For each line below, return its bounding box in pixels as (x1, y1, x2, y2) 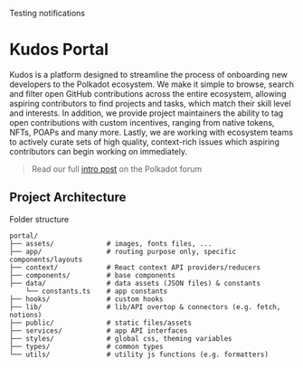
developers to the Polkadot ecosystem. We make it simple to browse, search (9, 79, 294, 90)
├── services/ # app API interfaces (9, 326, 188, 335)
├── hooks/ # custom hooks (9, 294, 165, 304)
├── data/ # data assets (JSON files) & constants (9, 278, 260, 288)
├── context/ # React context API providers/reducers (9, 262, 260, 272)
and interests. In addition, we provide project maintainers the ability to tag (9, 108, 284, 118)
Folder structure (9, 213, 70, 224)
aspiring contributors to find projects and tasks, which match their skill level (9, 98, 291, 109)
